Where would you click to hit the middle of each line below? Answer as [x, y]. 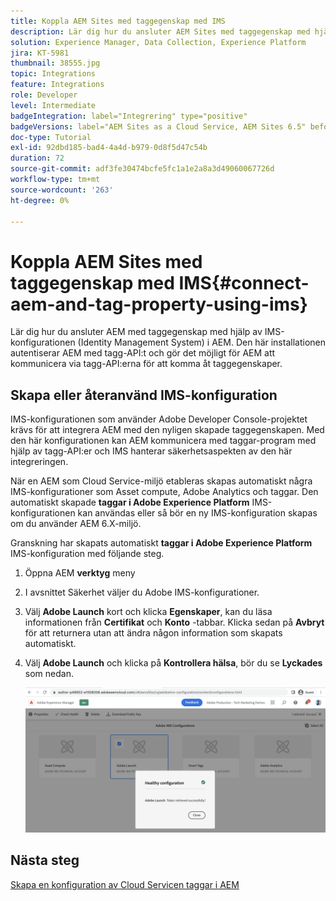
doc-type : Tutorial [51, 137]
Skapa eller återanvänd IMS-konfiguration [144, 395]
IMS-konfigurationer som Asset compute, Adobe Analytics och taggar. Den [164, 492]
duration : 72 [37, 158]
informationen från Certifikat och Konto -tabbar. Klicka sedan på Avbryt [174, 622]
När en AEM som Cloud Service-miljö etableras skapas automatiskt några [161, 481]
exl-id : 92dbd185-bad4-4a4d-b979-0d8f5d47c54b [109, 148]
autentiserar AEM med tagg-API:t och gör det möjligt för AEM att [143, 353]
